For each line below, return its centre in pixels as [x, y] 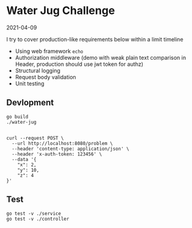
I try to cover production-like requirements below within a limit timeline [95, 39]
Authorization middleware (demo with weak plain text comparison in [101, 57]
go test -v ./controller [38, 219]
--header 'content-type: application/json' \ [71, 149]
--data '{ [24, 159]
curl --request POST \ [35, 138]
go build [17, 116]
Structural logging [38, 70]
